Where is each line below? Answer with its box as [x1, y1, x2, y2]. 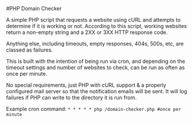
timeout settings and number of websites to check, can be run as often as [6, 64, 185, 71]
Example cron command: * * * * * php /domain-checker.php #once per [6, 106, 181, 112]
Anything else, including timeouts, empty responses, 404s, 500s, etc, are [6, 40, 184, 47]
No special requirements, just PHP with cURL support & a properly [6, 82, 167, 89]
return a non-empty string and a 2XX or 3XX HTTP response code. [6, 29, 168, 36]
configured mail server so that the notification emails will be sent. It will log [6, 88, 187, 94]
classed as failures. [6, 46, 53, 53]
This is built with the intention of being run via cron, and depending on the [6, 58, 185, 65]
